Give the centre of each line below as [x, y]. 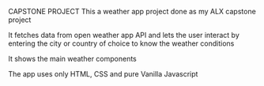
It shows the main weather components [72, 59]
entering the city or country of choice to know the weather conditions [121, 43]
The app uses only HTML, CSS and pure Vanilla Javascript [103, 74]
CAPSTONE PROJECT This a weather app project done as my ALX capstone [132, 11]
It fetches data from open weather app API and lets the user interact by [124, 35]
